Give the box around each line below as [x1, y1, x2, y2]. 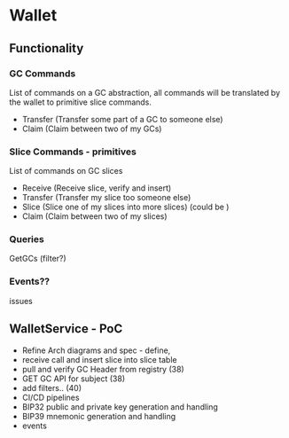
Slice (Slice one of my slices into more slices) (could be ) [21, 201, 230, 213]
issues [9, 295, 33, 306]
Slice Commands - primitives [9, 145, 137, 158]
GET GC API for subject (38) [21, 373, 126, 384]
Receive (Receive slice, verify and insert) [21, 183, 172, 193]
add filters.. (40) [21, 382, 82, 393]
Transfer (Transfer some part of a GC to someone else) [21, 113, 223, 124]
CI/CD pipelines [21, 392, 80, 403]
